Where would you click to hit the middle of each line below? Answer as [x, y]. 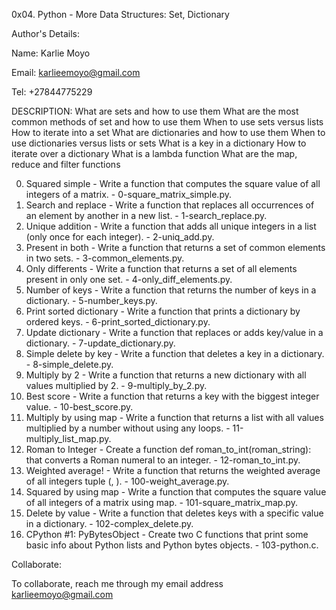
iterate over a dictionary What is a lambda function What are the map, [154, 153]
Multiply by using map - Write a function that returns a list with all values [174, 417]
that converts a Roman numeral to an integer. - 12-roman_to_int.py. [163, 460]
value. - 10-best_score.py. [79, 407]
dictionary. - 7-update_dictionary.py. [100, 343]
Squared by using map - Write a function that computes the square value [176, 492]
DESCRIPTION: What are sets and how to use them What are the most [155, 111]
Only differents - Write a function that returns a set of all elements [161, 268]
